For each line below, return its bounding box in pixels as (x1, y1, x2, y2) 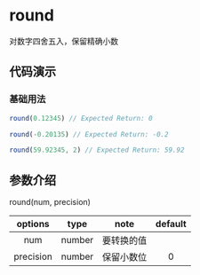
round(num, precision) (9, 197, 92, 208)
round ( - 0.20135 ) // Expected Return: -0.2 (9, 130, 169, 138)
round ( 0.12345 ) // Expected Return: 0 (9, 114, 153, 122)
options (16, 218, 51, 231)
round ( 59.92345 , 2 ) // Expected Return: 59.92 (9, 145, 185, 155)
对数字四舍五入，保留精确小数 (9, 35, 118, 46)
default (155, 218, 187, 231)
